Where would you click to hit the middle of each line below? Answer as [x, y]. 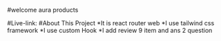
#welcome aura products [43, 10]
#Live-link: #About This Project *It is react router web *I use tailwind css [111, 23]
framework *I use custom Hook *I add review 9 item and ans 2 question [110, 30]
